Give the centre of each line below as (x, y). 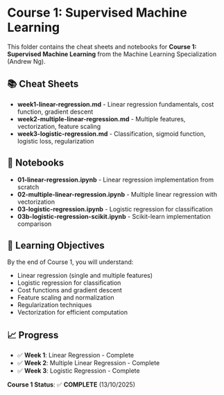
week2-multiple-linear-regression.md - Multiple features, (101, 119)
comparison (34, 224)
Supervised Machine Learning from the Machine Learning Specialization (112, 54)
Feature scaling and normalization (66, 298)
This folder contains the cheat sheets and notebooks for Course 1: (102, 46)
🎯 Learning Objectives (56, 245)
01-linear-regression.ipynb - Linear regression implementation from (115, 179)
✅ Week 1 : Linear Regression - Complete (76, 355)
